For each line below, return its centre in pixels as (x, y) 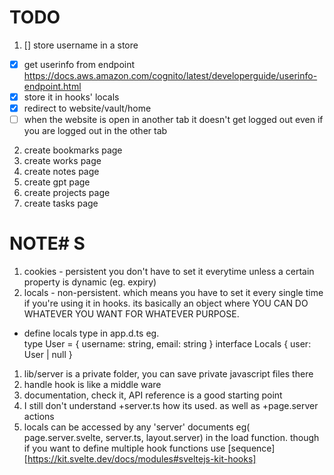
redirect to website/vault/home (87, 108)
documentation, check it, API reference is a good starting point (153, 395)
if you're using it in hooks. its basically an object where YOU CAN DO (166, 303)
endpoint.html (52, 86)
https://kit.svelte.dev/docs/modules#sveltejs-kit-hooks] (142, 459)
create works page (62, 161)
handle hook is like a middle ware (92, 385)
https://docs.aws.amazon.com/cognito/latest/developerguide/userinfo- (170, 75)
